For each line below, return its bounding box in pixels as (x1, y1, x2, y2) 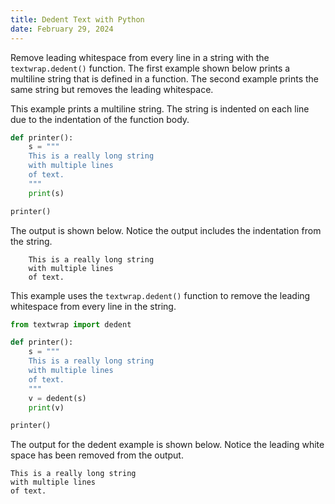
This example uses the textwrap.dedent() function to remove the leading (10, 289, 311, 301)
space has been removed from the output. (10, 449, 184, 461)
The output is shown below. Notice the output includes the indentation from (10, 224, 322, 236)
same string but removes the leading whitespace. (10, 83, 214, 95)
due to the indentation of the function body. (10, 113, 190, 125)
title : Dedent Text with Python (10, 14, 145, 25)
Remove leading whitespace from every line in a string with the (10, 51, 270, 63)
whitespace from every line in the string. (10, 300, 177, 312)
